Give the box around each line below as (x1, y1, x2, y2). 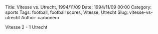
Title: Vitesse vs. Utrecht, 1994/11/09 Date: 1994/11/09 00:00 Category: (5, 4, 152, 10)
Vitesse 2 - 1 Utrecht (5, 24, 48, 30)
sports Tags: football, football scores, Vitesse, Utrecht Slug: (5, 9, 128, 15)
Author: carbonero (21, 15, 59, 20)
